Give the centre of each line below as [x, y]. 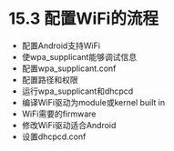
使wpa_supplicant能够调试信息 [79, 56]
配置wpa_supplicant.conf [69, 68]
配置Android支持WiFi [61, 45]
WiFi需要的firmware [59, 114]
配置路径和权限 [50, 79]
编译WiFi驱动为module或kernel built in [93, 102]
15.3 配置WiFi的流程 [83, 19]
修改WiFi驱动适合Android [69, 125]
